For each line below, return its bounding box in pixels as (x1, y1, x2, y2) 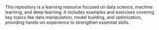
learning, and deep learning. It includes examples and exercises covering (5, 9, 155, 15)
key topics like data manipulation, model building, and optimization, (5, 15, 142, 20)
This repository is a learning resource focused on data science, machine (5, 4, 153, 10)
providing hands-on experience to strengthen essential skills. (5, 19, 130, 25)
